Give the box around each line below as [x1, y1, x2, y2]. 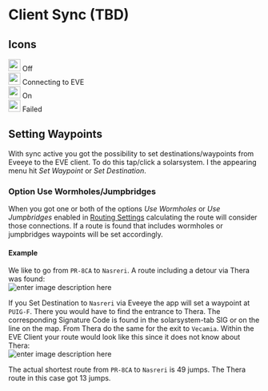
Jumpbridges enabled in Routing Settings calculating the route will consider [8, 212, 258, 222]
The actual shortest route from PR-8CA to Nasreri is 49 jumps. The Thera [8, 365, 246, 374]
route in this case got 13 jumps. [8, 373, 111, 383]
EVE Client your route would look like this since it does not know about [8, 333, 241, 342]
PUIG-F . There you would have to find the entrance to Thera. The [8, 307, 221, 316]
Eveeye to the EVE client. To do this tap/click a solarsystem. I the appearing [8, 157, 258, 167]
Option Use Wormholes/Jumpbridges [8, 186, 157, 197]
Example [8, 248, 38, 257]
